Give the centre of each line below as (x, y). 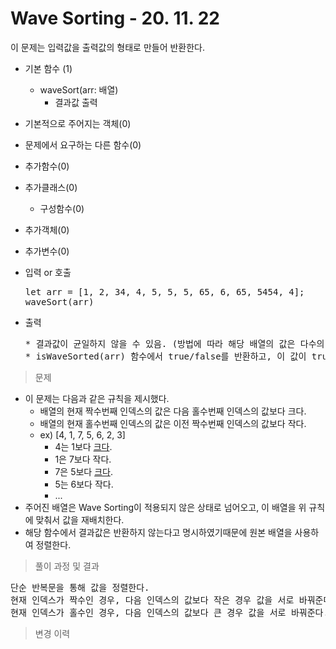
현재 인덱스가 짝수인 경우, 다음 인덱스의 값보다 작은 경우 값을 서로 (152, 600)
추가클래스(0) (51, 187)
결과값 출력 (76, 102)
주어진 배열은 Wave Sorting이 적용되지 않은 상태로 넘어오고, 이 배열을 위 (165, 507)
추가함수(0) (47, 166)
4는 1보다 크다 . (83, 446)
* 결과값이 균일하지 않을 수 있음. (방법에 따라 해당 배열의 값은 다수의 (174, 343)
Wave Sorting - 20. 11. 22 (115, 18)
